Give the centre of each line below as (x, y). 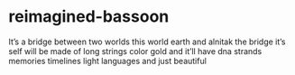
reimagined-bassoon (89, 17)
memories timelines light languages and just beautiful (107, 61)
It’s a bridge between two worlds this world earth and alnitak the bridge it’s (147, 42)
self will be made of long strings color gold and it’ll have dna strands (135, 51)
